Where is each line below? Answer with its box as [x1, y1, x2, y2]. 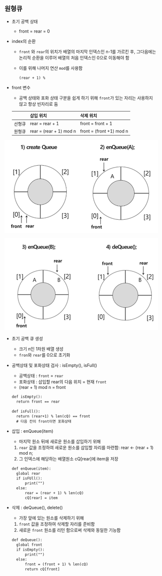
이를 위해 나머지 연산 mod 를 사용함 [18, 65, 83, 71]
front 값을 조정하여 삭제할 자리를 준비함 [18, 521, 95, 527]
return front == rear [16, 399, 60, 404]
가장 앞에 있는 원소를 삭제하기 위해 [18, 515, 84, 520]
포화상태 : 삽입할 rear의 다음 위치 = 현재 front [18, 379, 107, 384]
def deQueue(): [11, 538, 43, 542]
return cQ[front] [24, 567, 60, 572]
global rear [16, 471, 40, 476]
